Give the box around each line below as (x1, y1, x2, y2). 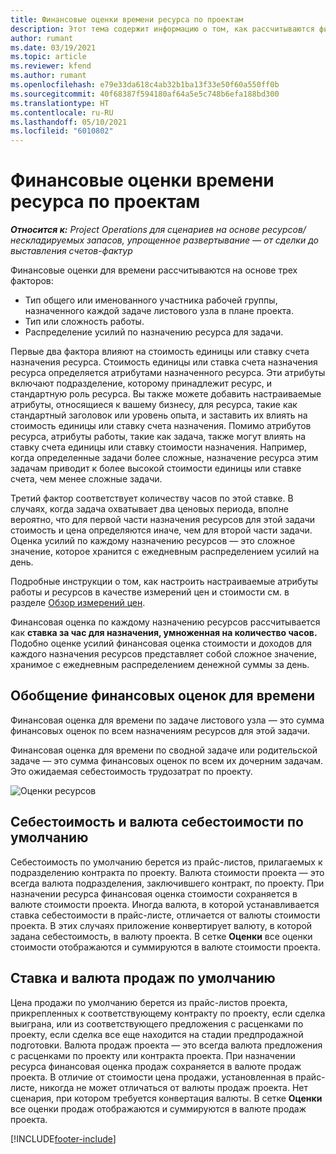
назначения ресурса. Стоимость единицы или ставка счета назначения (10, 356, 318, 368)
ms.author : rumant (10, 71, 87, 81)
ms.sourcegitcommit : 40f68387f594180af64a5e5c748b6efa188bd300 (10, 89, 280, 99)
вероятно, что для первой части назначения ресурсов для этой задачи (10, 514, 316, 526)
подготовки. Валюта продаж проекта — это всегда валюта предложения (10, 1039, 323, 1051)
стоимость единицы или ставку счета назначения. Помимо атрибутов (10, 420, 312, 432)
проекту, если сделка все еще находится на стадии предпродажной (10, 1028, 304, 1040)
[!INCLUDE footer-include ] (10, 1132, 117, 1145)
